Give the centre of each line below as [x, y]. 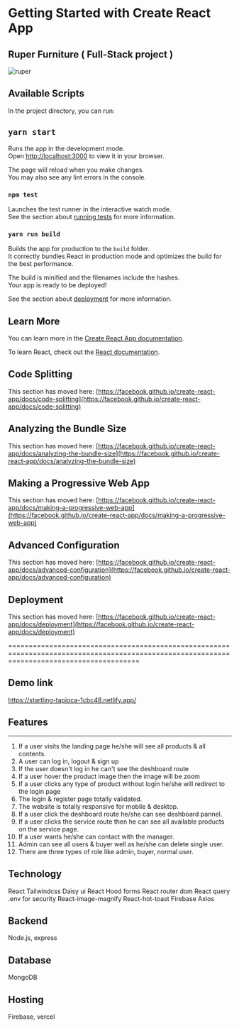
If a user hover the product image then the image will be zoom [109, 776]
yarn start [32, 132]
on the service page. [49, 829]
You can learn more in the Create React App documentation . [96, 338]
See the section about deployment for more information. [90, 299]
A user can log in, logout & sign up [68, 761]
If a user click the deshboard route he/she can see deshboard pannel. [120, 814]
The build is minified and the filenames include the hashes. [94, 277]
